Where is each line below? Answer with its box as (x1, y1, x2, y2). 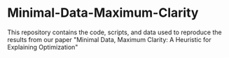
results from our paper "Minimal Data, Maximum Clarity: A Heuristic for (7, 35, 211, 43)
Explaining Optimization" (7, 43, 78, 51)
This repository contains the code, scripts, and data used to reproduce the (7, 28, 222, 36)
